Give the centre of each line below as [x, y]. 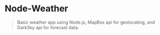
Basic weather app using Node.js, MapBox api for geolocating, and [86, 22]
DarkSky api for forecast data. [48, 27]
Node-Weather [36, 9]
